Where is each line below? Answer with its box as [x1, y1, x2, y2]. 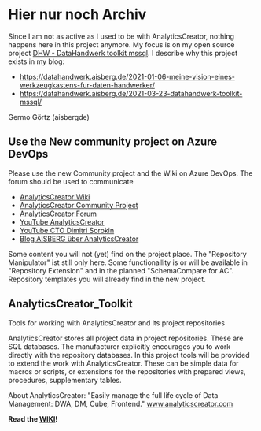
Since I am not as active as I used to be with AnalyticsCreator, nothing [8, 32, 234, 41]
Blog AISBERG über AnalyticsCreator [19, 234, 139, 243]
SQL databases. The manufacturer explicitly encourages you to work [8, 341, 231, 351]
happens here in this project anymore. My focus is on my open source [8, 39, 235, 49]
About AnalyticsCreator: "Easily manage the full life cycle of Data [8, 390, 219, 399]
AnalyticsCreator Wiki [19, 191, 90, 202]
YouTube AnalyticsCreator [19, 217, 105, 226]
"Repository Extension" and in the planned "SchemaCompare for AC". [8, 266, 234, 275]
